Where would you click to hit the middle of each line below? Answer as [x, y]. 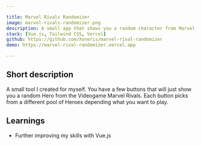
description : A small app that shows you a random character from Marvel [101, 28]
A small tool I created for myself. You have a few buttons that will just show [99, 89]
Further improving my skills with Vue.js [63, 135]
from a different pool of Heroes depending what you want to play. [87, 102]
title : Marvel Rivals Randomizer [48, 17]
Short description [40, 75]
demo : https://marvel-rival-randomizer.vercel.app [71, 45]
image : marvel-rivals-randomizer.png [54, 23]
